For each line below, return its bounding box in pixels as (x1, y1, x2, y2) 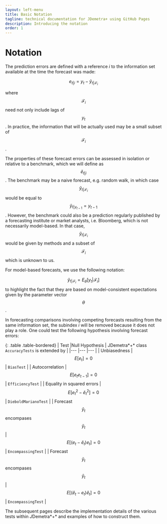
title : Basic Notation (5, 12, 52, 17)
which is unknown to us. (5, 257, 55, 263)
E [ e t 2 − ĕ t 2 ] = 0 (68, 389, 99, 396)
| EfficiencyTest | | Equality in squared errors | (5, 381, 101, 387)
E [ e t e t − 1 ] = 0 (69, 372, 98, 379)
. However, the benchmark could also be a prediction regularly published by (5, 212, 161, 218)
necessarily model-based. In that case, (5, 223, 85, 229)
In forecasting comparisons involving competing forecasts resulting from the (5, 317, 162, 323)
